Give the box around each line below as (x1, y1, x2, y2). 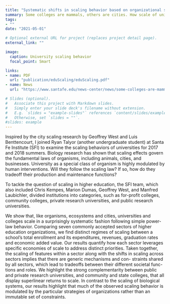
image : (5, 49, 19, 54)
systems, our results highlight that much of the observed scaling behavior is (5, 283, 163, 289)
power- (146, 218, 161, 224)
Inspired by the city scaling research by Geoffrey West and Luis (5, 134, 138, 140)
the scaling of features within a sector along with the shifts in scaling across (5, 251, 163, 257)
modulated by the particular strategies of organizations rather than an (5, 288, 150, 295)
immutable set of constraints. (5, 294, 66, 300)
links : (5, 68, 19, 73)
